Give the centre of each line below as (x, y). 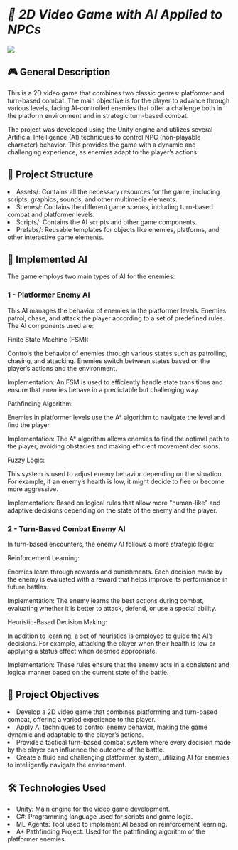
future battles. (28, 587)
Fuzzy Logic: (26, 460)
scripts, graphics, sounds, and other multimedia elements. (92, 199)
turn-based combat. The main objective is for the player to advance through (119, 100)
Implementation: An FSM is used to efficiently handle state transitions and (115, 382)
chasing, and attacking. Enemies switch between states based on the (109, 361)
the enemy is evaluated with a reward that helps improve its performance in (118, 579)
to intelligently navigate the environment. (67, 765)
